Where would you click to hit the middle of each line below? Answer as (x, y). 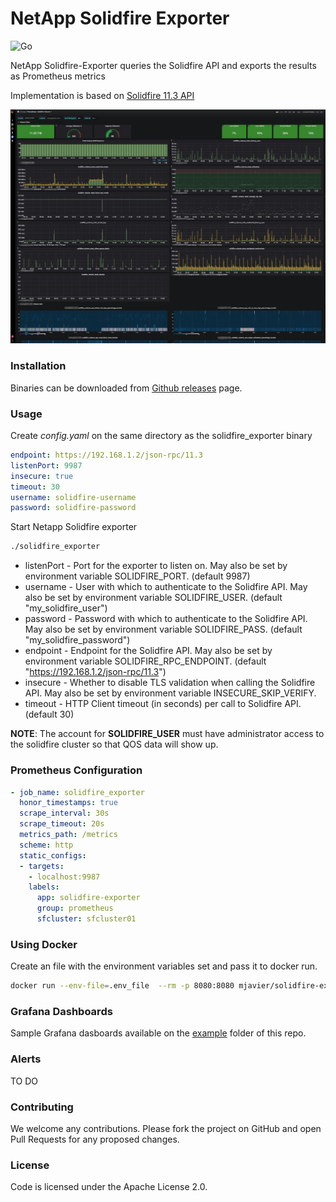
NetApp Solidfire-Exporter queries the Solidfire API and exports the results (163, 65)
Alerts (26, 1059)
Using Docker (44, 944)
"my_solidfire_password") (77, 640)
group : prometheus (75, 908)
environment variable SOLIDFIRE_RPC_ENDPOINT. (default (145, 661)
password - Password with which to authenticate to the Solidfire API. (166, 619)
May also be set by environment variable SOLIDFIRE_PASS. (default (163, 629)
